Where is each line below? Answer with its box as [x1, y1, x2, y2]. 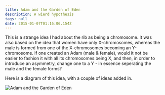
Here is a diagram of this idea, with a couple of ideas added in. [5, 75, 132, 81]
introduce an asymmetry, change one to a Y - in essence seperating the [5, 61, 152, 66]
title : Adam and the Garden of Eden [5, 7, 81, 12]
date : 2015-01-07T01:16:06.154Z [5, 21, 72, 26]
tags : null [5, 16, 28, 21]
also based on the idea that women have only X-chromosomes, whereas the [5, 40, 161, 46]
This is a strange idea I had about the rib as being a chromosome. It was [5, 34, 152, 40]
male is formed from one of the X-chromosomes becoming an [5, 45, 131, 51]
